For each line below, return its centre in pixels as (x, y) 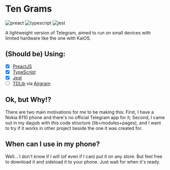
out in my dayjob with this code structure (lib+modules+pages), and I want (83, 123)
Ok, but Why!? (28, 100)
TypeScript (24, 72)
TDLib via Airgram (31, 83)
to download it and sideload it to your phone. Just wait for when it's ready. (83, 162)
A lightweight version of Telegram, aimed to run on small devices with (78, 32)
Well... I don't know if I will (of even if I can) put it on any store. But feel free (84, 156)
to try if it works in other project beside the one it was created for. (74, 128)
